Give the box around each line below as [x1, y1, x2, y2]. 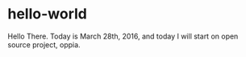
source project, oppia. [7, 39, 81, 49]
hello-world [7, 5, 88, 23]
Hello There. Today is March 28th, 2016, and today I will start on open [7, 31, 239, 41]
